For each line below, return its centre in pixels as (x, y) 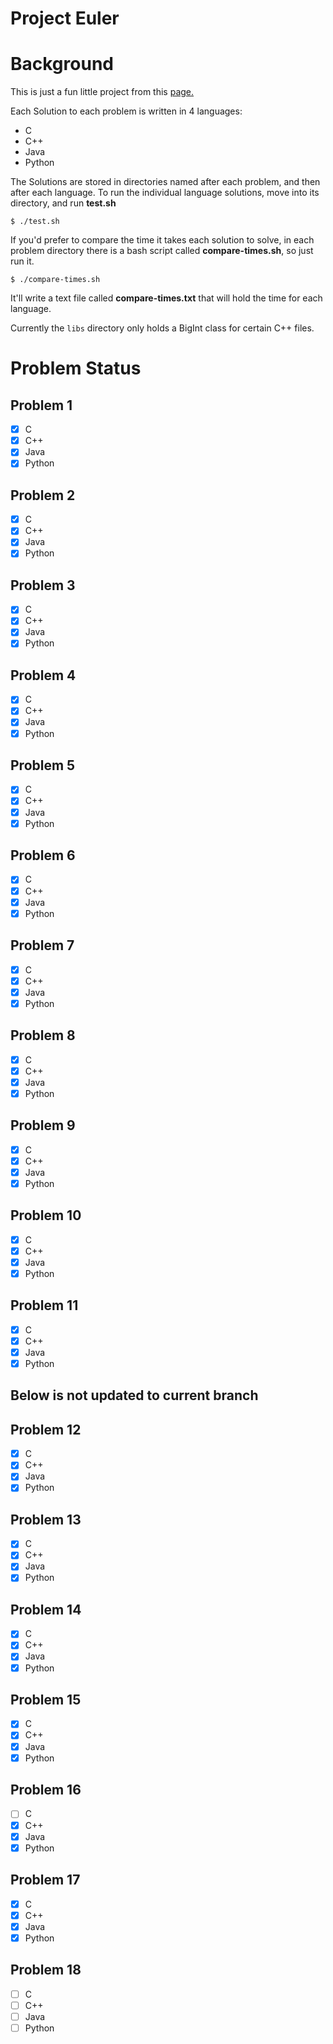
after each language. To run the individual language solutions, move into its (165, 193)
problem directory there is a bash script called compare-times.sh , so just (162, 251)
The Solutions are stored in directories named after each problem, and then (165, 182)
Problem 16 (46, 1790)
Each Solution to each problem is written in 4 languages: (126, 111)
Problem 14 (46, 1609)
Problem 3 (43, 585)
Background (62, 64)
